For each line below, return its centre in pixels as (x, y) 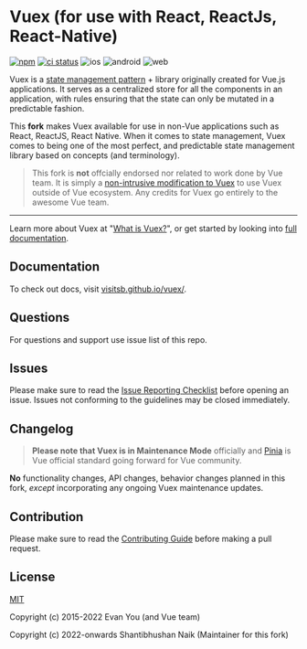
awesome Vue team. (70, 202)
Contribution (47, 517)
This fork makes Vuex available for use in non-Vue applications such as (144, 126)
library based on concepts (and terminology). (95, 155)
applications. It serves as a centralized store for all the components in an (146, 89)
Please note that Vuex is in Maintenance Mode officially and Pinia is (161, 451)
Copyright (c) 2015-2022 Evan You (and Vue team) (105, 617)
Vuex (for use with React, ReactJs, (143, 17)
